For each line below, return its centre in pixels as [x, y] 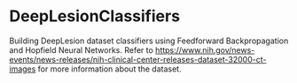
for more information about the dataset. [109, 69]
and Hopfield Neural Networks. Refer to [81, 49]
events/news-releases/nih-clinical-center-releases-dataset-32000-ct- [138, 59]
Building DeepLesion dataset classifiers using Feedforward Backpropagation [149, 41]
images [23, 69]
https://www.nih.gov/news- [205, 49]
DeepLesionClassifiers [94, 16]
